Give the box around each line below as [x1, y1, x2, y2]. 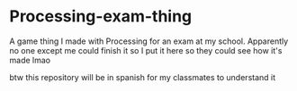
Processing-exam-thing [9, 6, 193, 27]
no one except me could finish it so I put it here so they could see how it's [9, 45, 283, 55]
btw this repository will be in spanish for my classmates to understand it [9, 71, 276, 82]
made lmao [9, 54, 51, 65]
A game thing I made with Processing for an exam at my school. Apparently [9, 36, 289, 46]
